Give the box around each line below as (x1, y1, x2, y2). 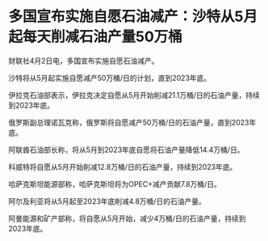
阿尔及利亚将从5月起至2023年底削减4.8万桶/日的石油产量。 (8, 196, 206, 206)
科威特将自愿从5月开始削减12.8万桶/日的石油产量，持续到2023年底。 (8, 162, 237, 171)
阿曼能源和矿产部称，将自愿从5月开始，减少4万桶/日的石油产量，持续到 (8, 214, 246, 223)
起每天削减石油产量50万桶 (8, 27, 183, 46)
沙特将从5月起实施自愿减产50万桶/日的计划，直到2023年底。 (8, 73, 211, 82)
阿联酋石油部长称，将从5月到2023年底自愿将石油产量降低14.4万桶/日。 (8, 145, 245, 154)
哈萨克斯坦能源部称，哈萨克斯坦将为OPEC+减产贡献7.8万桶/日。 (8, 179, 222, 188)
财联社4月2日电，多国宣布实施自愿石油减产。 (8, 56, 159, 66)
